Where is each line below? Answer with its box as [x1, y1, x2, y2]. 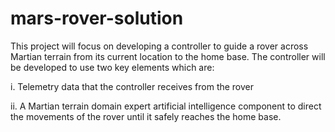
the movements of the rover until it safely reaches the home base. [10, 110, 282, 122]
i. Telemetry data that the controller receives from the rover [10, 80, 255, 92]
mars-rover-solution [10, 7, 184, 30]
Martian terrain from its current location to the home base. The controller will [10, 50, 326, 62]
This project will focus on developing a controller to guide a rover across [10, 40, 309, 52]
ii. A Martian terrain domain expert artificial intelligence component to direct [10, 100, 322, 112]
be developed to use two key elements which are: [10, 61, 215, 73]
